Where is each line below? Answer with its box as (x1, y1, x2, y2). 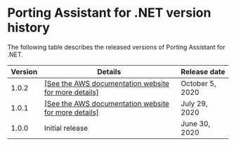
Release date (181, 66, 225, 76)
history (7, 20, 51, 36)
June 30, (181, 119, 211, 129)
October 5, (181, 78, 216, 88)
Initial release (44, 123, 88, 133)
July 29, (181, 98, 209, 108)
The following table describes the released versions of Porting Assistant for (7, 43, 226, 51)
